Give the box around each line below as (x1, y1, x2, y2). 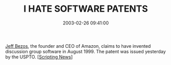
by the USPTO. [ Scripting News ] (5, 54, 73, 60)
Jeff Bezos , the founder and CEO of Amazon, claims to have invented (5, 43, 151, 49)
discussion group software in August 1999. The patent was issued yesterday (5, 48, 166, 54)
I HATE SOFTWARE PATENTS (23, 3, 148, 15)
